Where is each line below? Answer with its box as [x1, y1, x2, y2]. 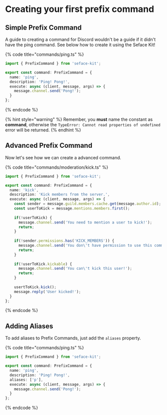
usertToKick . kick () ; [14, 285, 57, 290]
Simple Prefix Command [5, 23, 82, 32]
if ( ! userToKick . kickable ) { [14, 261, 72, 267]
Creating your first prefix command [5, 3, 155, 15]
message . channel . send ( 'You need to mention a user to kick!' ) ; [18, 220, 153, 225]
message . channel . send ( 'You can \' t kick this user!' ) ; [18, 266, 133, 271]
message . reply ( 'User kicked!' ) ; [14, 289, 81, 294]
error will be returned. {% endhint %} [5, 127, 81, 133]
